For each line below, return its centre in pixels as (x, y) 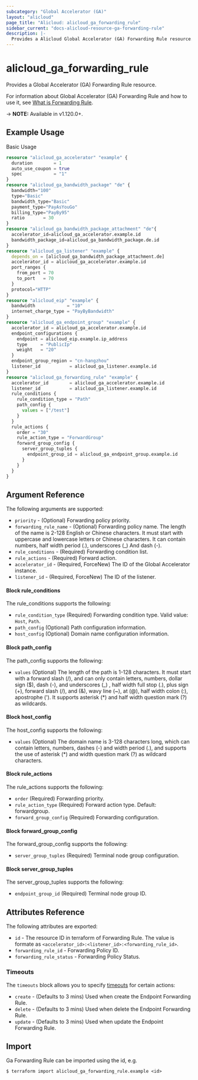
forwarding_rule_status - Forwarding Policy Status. (77, 957)
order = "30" (33, 432)
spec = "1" (39, 174)
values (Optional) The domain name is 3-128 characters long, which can (102, 741)
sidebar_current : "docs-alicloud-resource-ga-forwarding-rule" (85, 28)
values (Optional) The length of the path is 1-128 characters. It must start (103, 672)
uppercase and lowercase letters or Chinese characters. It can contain (100, 539)
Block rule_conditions (33, 590)
